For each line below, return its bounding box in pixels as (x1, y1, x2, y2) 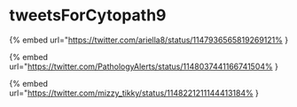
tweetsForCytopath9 (9, 5, 167, 26)
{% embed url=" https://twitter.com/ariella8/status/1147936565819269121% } (9, 34, 289, 45)
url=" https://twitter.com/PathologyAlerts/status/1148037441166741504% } (9, 61, 279, 72)
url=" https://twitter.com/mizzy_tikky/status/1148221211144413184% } (9, 88, 260, 98)
